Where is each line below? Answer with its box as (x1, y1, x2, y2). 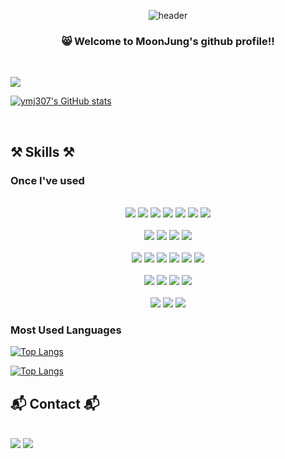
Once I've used (10, 173, 85, 187)
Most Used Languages (10, 323, 122, 337)
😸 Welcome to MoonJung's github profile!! (61, 34, 275, 48)
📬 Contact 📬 (10, 395, 100, 412)
